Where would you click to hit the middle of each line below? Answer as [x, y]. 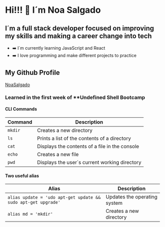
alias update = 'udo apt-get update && [54, 197]
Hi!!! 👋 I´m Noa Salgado [53, 10]
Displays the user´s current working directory [89, 162]
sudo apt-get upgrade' [34, 202]
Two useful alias [22, 176]
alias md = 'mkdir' [30, 214]
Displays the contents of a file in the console [88, 146]
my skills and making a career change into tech [79, 36]
